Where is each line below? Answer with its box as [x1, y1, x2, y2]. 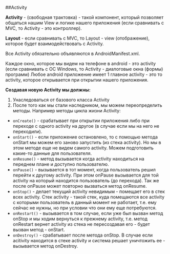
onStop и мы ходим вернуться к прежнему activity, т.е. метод [12, 216, 147, 222]
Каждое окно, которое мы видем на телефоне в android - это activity [5, 61, 156, 66]
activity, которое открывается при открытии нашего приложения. [5, 77, 148, 83]
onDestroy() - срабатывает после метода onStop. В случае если [12, 232, 153, 238]
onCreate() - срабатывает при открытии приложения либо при [12, 118, 150, 124]
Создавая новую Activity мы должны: [5, 87, 91, 93]
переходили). [12, 128, 42, 134]
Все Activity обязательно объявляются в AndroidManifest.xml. [5, 51, 140, 56]
